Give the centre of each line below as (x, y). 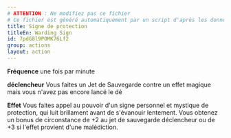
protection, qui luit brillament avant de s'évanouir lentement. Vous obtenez (112, 112)
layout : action (29, 52)
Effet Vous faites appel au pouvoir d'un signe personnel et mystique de (108, 105)
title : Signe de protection (47, 26)
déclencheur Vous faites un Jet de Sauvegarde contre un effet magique (109, 84)
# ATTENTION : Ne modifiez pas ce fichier (69, 13)
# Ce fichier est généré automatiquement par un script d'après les (107, 20)
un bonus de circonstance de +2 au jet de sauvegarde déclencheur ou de (111, 119)
